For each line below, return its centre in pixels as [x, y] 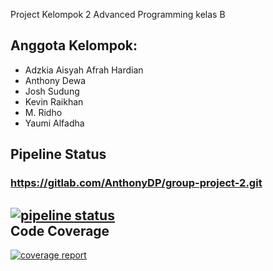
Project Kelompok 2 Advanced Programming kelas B [118, 14]
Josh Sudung [52, 91]
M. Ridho [43, 112]
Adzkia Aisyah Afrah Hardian [84, 70]
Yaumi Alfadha [54, 123]
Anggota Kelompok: [74, 45]
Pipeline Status [58, 154]
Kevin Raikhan [54, 101]
